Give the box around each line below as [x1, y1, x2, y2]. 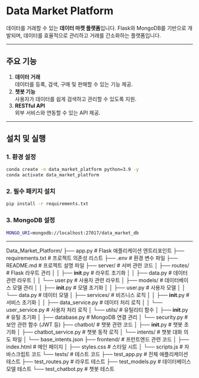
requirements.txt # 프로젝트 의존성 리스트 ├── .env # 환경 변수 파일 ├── [6, 254, 178, 261]
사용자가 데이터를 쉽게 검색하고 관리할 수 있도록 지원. [14, 95, 137, 102]
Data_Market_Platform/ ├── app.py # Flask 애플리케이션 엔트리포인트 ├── [6, 247, 185, 254]
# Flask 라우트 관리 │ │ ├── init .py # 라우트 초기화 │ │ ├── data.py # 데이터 [6, 269, 188, 276]
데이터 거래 [14, 73, 40, 80]
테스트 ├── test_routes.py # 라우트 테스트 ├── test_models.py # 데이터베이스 [6, 358, 191, 365]
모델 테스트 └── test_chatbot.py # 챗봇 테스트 [6, 365, 115, 372]
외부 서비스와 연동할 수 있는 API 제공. [14, 109, 101, 116]
